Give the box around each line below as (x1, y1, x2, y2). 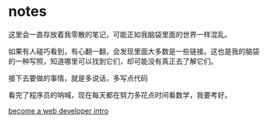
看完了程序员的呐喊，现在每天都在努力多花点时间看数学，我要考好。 (8, 90, 232, 99)
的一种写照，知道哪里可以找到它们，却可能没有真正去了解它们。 (8, 56, 218, 66)
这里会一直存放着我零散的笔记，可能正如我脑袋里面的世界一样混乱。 (8, 29, 232, 39)
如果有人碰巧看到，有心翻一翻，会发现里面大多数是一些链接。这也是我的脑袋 (8, 46, 260, 56)
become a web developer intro (8, 106, 109, 115)
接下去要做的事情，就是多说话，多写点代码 (8, 73, 148, 83)
